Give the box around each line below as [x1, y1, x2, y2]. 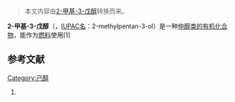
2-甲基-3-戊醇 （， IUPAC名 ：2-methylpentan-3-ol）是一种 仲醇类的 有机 [7, 22, 216, 30]
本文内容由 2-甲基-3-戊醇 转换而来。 [24, 7, 129, 15]
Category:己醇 [7, 74, 50, 82]
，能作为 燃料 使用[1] [13, 31, 71, 39]
